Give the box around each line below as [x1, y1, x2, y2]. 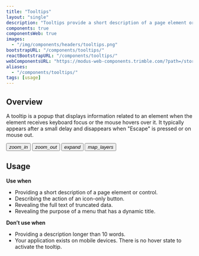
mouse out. [6, 131, 34, 138]
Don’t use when [6, 219, 46, 226]
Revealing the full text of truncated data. [14, 201, 113, 208]
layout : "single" [6, 14, 49, 20]
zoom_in [9, 143, 28, 150]
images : [6, 36, 25, 42]
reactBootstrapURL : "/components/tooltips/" [6, 53, 118, 59]
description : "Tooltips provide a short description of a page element [6, 20, 187, 25]
